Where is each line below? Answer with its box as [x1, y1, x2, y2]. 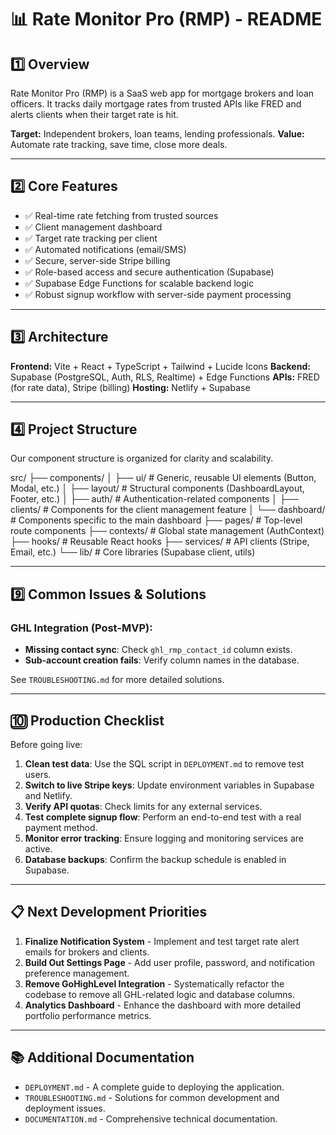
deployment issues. [24, 1102, 106, 1114]
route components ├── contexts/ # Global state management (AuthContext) [10, 525, 325, 537]
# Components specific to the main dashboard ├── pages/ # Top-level [10, 514, 303, 526]
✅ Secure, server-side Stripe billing [24, 254, 171, 266]
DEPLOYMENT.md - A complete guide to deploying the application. [24, 1081, 285, 1093]
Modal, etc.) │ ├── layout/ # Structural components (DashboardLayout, [10, 482, 305, 495]
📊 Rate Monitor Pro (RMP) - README [10, 8, 323, 31]
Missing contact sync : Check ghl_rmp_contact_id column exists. [24, 644, 293, 656]
